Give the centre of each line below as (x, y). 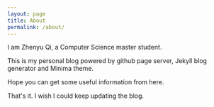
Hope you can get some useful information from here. (86, 82)
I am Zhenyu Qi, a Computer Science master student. (85, 47)
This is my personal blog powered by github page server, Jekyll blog (107, 61)
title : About (27, 21)
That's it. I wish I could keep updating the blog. (75, 96)
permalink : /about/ (36, 27)
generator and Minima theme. (51, 69)
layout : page (27, 14)
